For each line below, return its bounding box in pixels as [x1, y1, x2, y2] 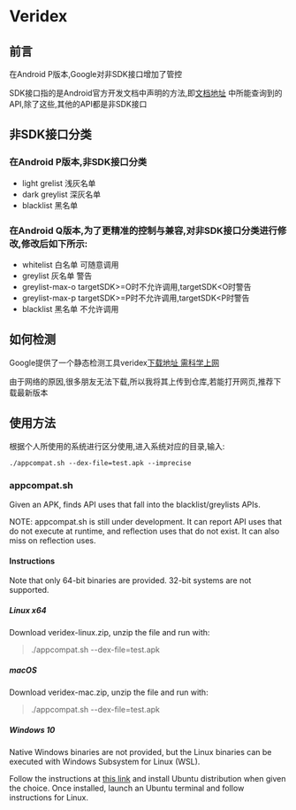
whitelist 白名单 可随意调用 [21, 259, 119, 269]
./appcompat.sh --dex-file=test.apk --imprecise [9, 458, 192, 467]
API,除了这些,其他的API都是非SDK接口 [9, 99, 148, 109]
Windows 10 [9, 724, 56, 735]
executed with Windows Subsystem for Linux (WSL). [9, 756, 201, 767]
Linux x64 [9, 604, 47, 615]
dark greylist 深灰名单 [21, 189, 102, 199]
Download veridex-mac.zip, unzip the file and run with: [9, 687, 209, 697]
